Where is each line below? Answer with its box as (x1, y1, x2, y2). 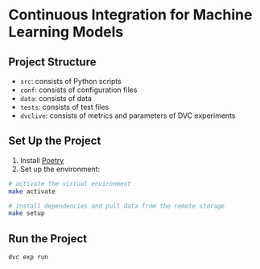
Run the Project (8, 232, 87, 246)
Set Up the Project (8, 134, 101, 148)
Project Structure (8, 55, 97, 69)
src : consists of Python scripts (19, 77, 122, 86)
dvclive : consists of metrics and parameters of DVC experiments (19, 111, 236, 120)
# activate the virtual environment (8, 179, 131, 187)
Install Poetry (19, 155, 64, 165)
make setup (8, 209, 45, 217)
